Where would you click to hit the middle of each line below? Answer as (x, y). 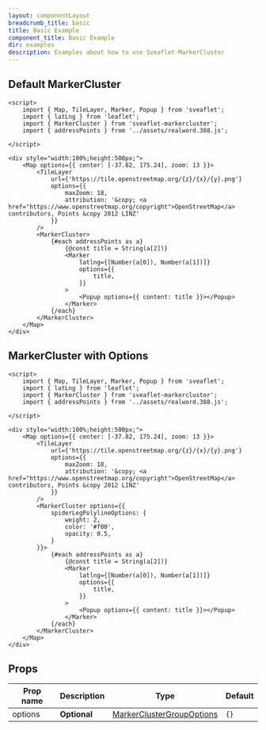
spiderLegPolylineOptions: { (99, 513)
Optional (76, 714)
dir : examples (32, 45)
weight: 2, (83, 520)
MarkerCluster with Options (78, 356)
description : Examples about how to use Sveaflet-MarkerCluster (116, 52)
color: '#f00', (89, 527)
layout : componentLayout (49, 15)
